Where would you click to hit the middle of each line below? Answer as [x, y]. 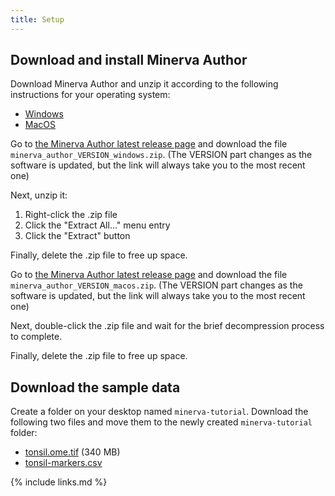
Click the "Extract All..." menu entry [97, 225]
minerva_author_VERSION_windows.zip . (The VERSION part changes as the [161, 155]
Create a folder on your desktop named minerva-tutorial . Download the [159, 412]
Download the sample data [95, 387]
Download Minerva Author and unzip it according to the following [144, 84]
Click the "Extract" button [77, 236]
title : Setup [37, 19]
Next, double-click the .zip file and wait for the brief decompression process [167, 326]
